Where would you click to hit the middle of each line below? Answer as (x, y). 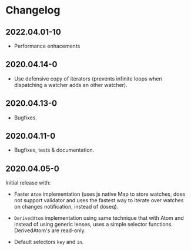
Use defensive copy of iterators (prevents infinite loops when (88, 78)
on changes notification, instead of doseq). (66, 207)
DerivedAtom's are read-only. (50, 230)
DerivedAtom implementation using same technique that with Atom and (99, 218)
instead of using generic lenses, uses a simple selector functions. (93, 225)
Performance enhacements (47, 46)
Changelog (33, 10)
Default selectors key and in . (49, 242)
